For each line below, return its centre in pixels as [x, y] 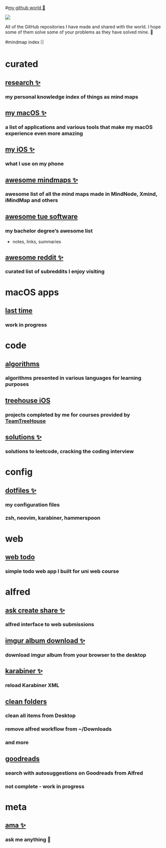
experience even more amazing [44, 133]
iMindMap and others [32, 200]
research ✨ [23, 82]
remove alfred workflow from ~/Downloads [59, 729]
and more [17, 743]
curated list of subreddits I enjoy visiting [55, 271]
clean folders [26, 701]
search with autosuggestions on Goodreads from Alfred [74, 773]
